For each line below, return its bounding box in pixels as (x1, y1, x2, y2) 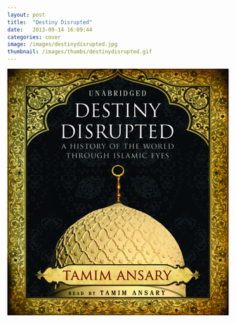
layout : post (7, 11, 46, 18)
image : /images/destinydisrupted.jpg (7, 41, 118, 48)
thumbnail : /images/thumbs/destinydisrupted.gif (7, 48, 152, 55)
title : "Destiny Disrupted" (7, 18, 93, 26)
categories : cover (7, 34, 61, 41)
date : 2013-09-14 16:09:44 (7, 26, 93, 33)
